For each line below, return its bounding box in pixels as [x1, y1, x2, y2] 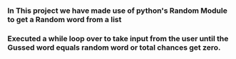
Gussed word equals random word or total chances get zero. [7, 42, 221, 52]
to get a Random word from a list [7, 14, 122, 24]
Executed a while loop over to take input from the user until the [7, 33, 229, 43]
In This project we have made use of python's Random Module [7, 6, 228, 16]
